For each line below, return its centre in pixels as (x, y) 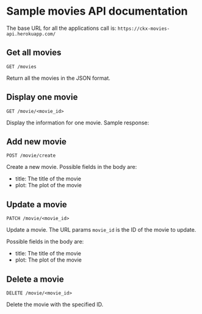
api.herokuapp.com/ (31, 34)
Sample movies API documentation (97, 11)
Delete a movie (35, 279)
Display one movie (42, 97)
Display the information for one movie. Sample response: (78, 123)
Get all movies (34, 53)
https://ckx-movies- (143, 29)
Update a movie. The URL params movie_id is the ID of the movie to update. (101, 230)
